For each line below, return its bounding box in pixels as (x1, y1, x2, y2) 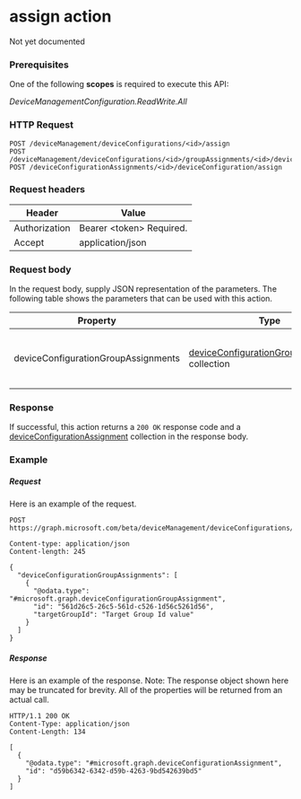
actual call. (9, 694, 49, 706)
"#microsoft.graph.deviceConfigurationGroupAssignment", (9, 594, 227, 603)
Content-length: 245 (9, 548, 87, 557)
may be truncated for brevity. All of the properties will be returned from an (9, 685, 283, 696)
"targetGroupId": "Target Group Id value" (32, 610, 194, 619)
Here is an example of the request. (9, 498, 137, 509)
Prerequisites (9, 58, 69, 71)
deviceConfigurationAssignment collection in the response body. (9, 431, 249, 442)
